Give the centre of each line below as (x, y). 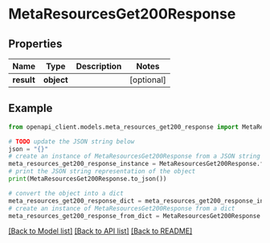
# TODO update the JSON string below (72, 142)
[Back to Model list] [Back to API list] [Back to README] (100, 231)
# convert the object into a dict (66, 193)
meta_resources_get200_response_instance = (82, 164)
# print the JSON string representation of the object (102, 171)
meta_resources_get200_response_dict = (75, 201)
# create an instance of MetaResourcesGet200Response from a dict (122, 208)
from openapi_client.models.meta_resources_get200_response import (124, 127)
